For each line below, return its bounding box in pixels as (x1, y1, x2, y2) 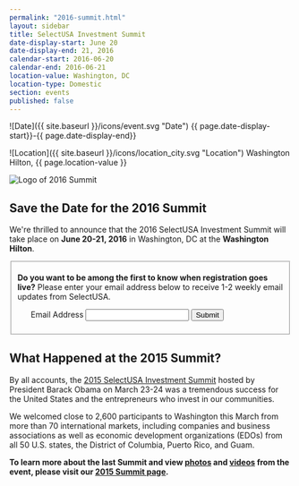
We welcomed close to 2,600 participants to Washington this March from (9, 411, 279, 422)
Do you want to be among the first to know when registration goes (17, 272, 269, 283)
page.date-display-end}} (45, 131, 137, 141)
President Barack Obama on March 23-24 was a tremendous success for (9, 384, 279, 395)
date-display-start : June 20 (9, 38, 118, 47)
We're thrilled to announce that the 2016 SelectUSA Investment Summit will (9, 225, 286, 235)
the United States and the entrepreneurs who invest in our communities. (9, 393, 275, 404)
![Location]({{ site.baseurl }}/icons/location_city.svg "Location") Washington (9, 148, 291, 158)
